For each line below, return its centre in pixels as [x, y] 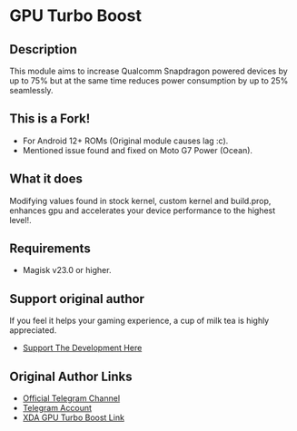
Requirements [50, 249]
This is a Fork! [50, 119]
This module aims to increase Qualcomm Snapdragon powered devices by [148, 71]
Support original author [77, 299]
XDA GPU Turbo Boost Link [74, 417]
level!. [20, 220]
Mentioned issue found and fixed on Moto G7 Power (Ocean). [137, 150]
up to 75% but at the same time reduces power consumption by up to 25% [149, 81]
